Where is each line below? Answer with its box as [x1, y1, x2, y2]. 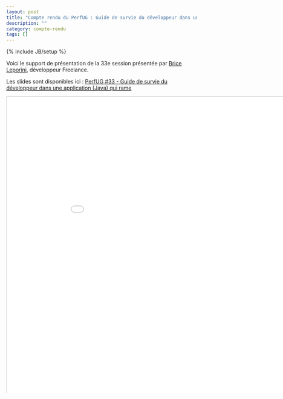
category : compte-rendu [6, 25, 67, 32]
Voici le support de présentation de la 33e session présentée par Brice [6, 60, 182, 67]
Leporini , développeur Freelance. [6, 66, 89, 73]
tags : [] [6, 31, 28, 38]
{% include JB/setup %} [6, 48, 67, 55]
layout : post [6, 8, 39, 15]
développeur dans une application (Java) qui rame [6, 84, 132, 91]
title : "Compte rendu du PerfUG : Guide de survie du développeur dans [6, 15, 190, 21]
